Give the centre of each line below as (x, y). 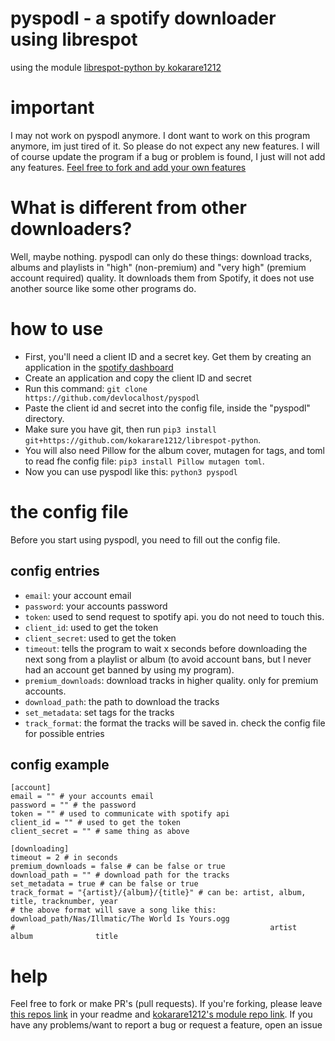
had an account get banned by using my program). (129, 669)
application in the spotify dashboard (99, 367)
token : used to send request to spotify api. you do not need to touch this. (174, 616)
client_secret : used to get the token (100, 638)
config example (60, 764)
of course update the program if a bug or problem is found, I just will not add (168, 156)
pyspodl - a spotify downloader (143, 18)
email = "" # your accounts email (82, 797)
